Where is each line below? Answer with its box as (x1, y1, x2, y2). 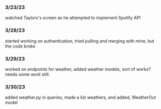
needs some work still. (5, 71, 50, 77)
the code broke (5, 43, 35, 49)
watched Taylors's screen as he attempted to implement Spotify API (5, 15, 141, 21)
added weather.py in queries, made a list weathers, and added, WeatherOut (5, 94, 156, 100)
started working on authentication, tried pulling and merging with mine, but (5, 38, 154, 44)
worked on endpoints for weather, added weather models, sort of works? (5, 66, 151, 72)
